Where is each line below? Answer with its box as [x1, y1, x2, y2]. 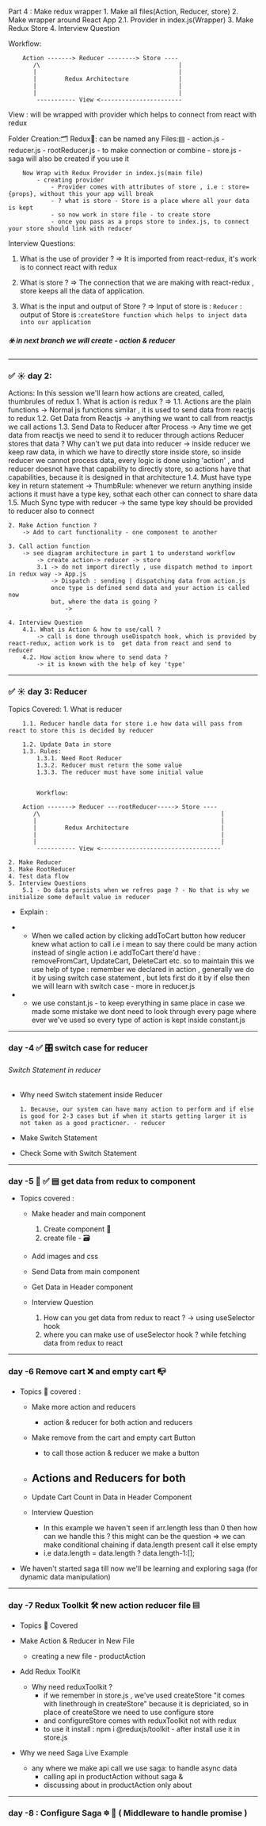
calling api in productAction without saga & [43, 1772, 184, 1782]
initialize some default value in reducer [8, 893, 150, 901]
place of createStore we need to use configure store [43, 1708, 215, 1717]
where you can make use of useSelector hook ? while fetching [43, 1330, 247, 1339]
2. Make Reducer [8, 858, 62, 867]
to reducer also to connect [8, 507, 95, 516]
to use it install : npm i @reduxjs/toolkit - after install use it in [43, 1725, 241, 1734]
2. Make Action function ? [8, 522, 97, 530]
